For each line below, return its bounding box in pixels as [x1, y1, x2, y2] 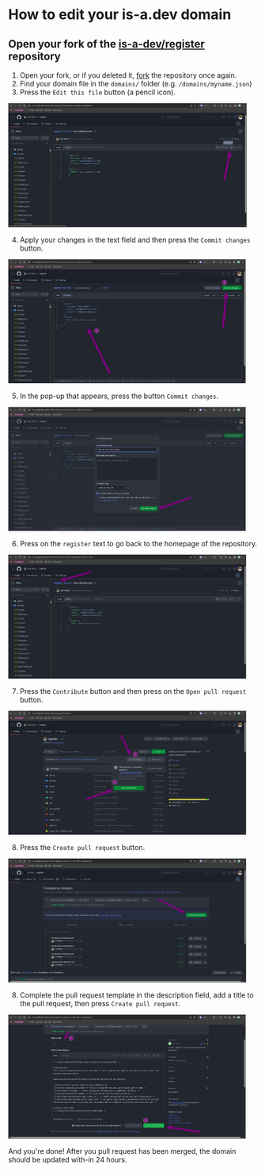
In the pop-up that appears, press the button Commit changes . [19, 391, 219, 400]
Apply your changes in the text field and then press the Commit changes [19, 236, 251, 244]
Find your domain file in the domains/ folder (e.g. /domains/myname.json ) [19, 79, 252, 88]
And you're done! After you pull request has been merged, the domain [8, 1147, 237, 1155]
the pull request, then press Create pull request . [19, 999, 181, 1008]
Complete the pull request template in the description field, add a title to [19, 990, 255, 1000]
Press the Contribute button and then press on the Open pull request [19, 687, 247, 695]
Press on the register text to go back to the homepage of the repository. [19, 539, 258, 548]
